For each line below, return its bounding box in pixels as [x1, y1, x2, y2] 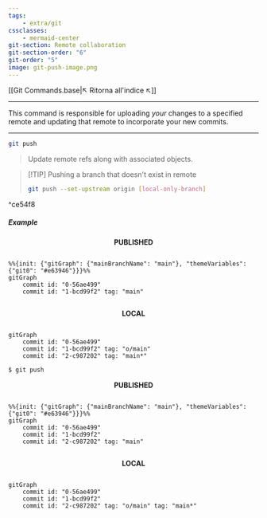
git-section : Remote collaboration [8, 41, 126, 49]
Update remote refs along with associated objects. [27, 154, 193, 163]
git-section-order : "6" [8, 49, 87, 57]
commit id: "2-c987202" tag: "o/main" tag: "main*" [22, 502, 197, 510]
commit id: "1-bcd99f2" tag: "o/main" [22, 345, 151, 353]
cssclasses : [8, 26, 48, 34]
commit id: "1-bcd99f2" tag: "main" [22, 288, 145, 296]
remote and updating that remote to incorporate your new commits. [8, 116, 229, 126]
